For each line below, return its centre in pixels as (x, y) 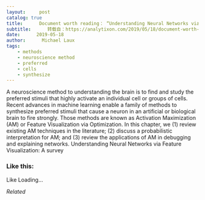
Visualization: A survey (35, 150)
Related (16, 191)
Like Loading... (25, 180)
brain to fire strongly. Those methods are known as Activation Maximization (101, 118)
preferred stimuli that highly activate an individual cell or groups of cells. (97, 98)
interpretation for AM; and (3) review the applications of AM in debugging (99, 138)
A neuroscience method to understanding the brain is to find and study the (100, 92)
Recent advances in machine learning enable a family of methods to (92, 105)
